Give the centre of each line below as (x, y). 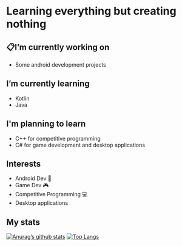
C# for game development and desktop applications (80, 145)
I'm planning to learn (46, 124)
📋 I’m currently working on (58, 47)
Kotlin (22, 98)
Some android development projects (60, 65)
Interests (24, 164)
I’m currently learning (48, 84)
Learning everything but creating (92, 11)
